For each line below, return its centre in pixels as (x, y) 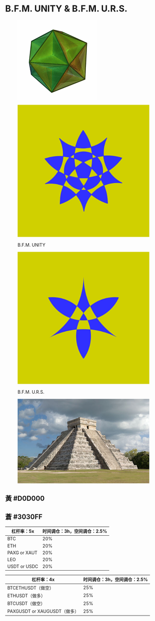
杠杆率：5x (23, 531)
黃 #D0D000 (25, 498)
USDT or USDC (23, 567)
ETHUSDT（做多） (26, 596)
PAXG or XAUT (22, 552)
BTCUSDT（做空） (26, 604)
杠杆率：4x (43, 580)
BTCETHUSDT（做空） (31, 588)
